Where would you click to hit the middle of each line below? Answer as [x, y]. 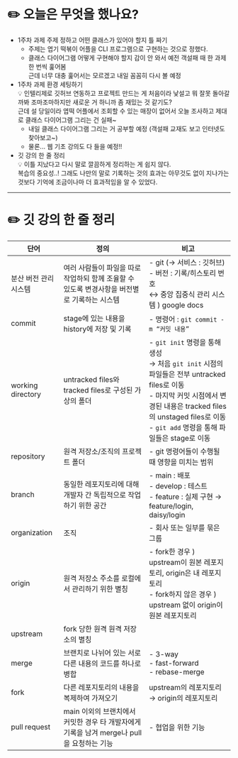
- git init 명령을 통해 [185, 342]
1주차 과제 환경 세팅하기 [50, 84]
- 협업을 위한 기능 [177, 727]
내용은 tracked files [195, 406]
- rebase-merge [176, 671]
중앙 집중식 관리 [185, 294]
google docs [183, 304]
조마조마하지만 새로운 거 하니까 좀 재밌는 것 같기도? [101, 102]
